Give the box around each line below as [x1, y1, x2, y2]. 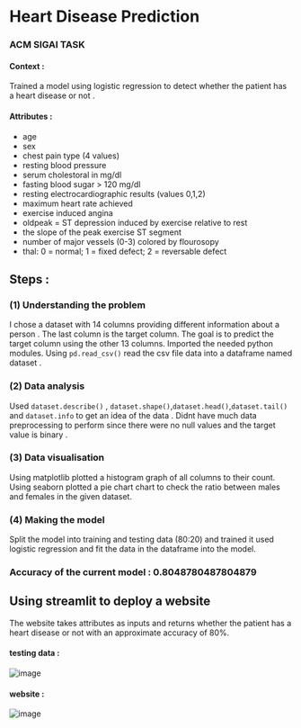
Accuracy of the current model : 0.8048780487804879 [9, 566, 258, 579]
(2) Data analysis [9, 380, 85, 392]
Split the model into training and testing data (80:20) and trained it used [9, 534, 274, 545]
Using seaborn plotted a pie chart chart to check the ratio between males [9, 481, 280, 492]
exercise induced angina [22, 207, 114, 218]
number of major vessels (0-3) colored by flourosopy [22, 236, 220, 247]
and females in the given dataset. [9, 490, 133, 501]
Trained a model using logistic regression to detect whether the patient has [9, 81, 288, 92]
